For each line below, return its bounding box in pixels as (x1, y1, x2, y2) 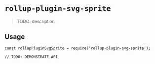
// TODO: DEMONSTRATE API (4, 54, 58, 59)
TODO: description (16, 18, 55, 24)
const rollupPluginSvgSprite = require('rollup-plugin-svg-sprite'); (4, 46, 151, 51)
